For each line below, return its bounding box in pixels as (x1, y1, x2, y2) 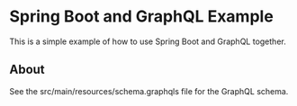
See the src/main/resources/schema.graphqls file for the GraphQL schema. (9, 85, 289, 96)
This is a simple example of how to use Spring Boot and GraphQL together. (9, 36, 286, 47)
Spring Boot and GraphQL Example (9, 6, 274, 27)
